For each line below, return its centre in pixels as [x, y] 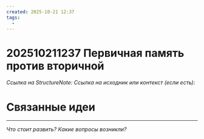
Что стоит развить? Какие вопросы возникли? [66, 129]
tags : [13, 18]
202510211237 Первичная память [95, 53]
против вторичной [55, 66]
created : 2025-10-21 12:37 [40, 12]
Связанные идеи [51, 107]
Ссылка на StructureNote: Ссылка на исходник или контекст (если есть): [101, 83]
